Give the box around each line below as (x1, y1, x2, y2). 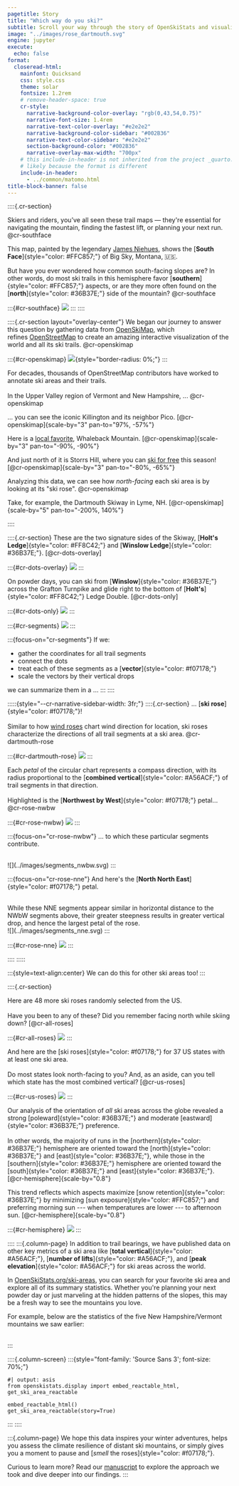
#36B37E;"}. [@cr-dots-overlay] (7, 549, 102, 558)
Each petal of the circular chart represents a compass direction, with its (7, 766, 217, 775)
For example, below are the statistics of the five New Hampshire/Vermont (7, 1312, 223, 1321)
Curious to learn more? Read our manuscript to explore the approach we (7, 1463, 220, 1471)
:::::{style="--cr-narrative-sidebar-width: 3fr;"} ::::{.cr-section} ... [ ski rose (7, 699, 225, 708)
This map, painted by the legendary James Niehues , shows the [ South (7, 245, 215, 253)
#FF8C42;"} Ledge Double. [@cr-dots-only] (49, 592, 179, 601)
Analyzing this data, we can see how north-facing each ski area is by (7, 477, 210, 486)
